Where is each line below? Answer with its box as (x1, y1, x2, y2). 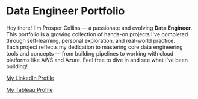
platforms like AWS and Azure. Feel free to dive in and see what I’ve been (6, 56, 188, 63)
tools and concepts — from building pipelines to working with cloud (6, 49, 174, 57)
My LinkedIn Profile (6, 74, 54, 81)
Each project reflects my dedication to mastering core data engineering (6, 43, 183, 51)
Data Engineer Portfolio (6, 4, 125, 18)
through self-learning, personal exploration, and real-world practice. (6, 37, 176, 44)
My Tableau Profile (6, 86, 53, 93)
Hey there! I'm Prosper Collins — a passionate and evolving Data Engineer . (6, 24, 193, 31)
